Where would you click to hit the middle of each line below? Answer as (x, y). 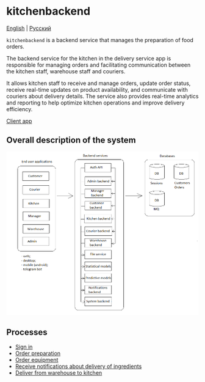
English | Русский (29, 28)
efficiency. (20, 109)
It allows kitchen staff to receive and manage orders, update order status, (99, 83)
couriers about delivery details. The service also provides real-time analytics (103, 96)
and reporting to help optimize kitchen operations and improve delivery (95, 103)
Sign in (24, 347)
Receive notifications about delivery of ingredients (78, 366)
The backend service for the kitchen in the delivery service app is (89, 58)
